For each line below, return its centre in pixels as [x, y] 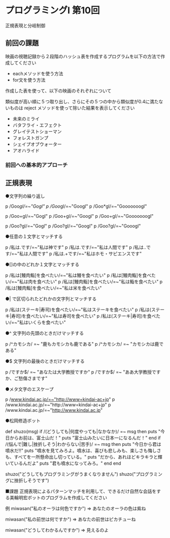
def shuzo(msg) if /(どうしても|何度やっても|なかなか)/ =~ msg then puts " [83, 432]
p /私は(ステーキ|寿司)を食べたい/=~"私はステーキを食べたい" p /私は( [78, 310]
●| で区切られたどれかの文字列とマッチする [51, 299]
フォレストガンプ [30, 137]
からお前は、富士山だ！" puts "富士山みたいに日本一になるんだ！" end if [85, 438]
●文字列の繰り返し [25, 196]
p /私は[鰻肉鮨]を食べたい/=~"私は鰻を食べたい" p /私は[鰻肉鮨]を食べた [81, 275]
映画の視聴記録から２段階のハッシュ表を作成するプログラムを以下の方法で [83, 56]
